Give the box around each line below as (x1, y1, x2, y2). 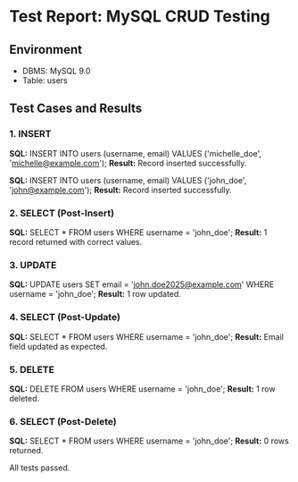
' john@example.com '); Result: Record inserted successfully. (9, 184, 232, 195)
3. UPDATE (9, 258, 57, 271)
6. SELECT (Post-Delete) (9, 415, 118, 427)
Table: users (21, 75, 69, 86)
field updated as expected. (9, 341, 108, 351)
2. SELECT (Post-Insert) (9, 207, 114, 219)
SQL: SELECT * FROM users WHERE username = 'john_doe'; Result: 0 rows (9, 435, 290, 446)
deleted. (9, 393, 40, 403)
